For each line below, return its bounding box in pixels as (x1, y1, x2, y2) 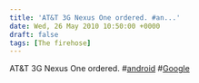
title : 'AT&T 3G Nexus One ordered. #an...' (9, 13, 181, 23)
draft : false (9, 30, 59, 39)
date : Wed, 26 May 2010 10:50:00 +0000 (9, 22, 161, 31)
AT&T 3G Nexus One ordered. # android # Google (9, 63, 191, 74)
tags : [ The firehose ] (9, 38, 92, 48)
